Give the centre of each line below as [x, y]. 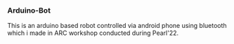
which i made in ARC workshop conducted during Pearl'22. [93, 33]
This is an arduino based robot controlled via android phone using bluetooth [117, 26]
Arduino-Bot [29, 10]
